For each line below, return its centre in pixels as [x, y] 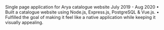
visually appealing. [24, 22]
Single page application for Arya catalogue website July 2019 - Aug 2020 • [82, 7]
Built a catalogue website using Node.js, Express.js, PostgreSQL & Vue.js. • [82, 12]
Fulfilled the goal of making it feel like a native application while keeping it [80, 17]
